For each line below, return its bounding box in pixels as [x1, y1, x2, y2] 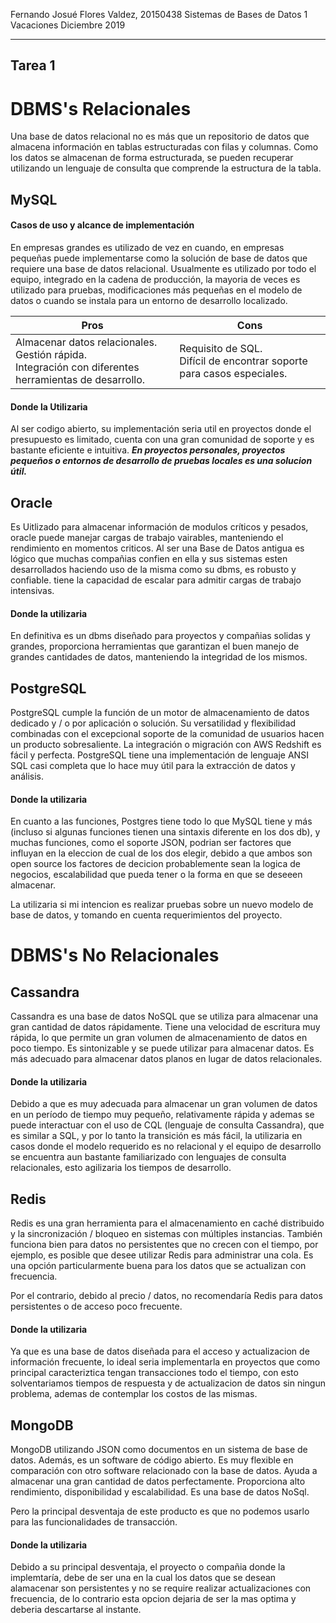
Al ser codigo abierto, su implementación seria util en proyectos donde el [10, 423, 312, 435]
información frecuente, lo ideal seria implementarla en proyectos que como [10, 1356, 321, 1368]
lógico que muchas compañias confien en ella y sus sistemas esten [10, 552, 288, 564]
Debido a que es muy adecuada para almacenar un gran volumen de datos [10, 1098, 318, 1110]
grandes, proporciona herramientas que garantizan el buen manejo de [10, 640, 300, 653]
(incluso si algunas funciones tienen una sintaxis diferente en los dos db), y [10, 826, 321, 838]
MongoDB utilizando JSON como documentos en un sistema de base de [10, 1444, 308, 1456]
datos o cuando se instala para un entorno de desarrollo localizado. [10, 294, 288, 306]
